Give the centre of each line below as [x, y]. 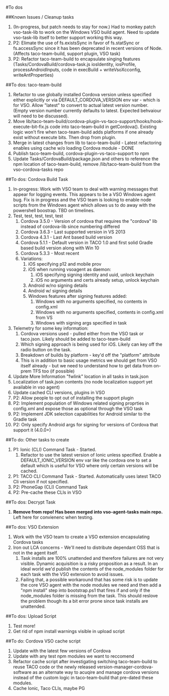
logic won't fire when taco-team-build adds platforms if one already [83, 132]
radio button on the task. [46, 350]
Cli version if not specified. [41, 482]
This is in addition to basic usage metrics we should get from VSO [89, 360]
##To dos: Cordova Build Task [37, 179]
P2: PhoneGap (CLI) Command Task [50, 487]
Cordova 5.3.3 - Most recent [50, 253]
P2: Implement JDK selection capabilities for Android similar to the [81, 414]
